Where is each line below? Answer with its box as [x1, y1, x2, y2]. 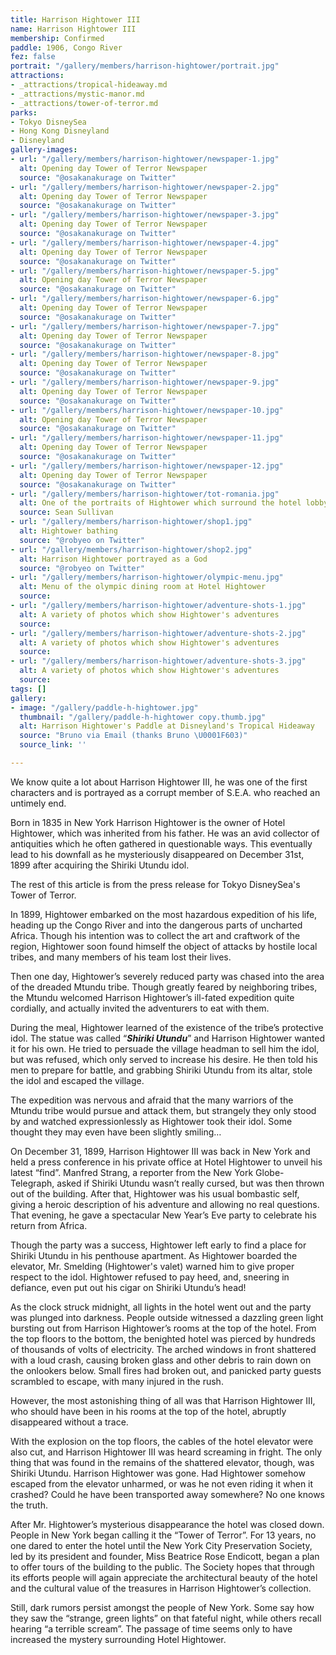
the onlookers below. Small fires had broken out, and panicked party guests [10, 1364, 322, 1376]
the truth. [10, 1499, 48, 1511]
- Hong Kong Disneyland [10, 126, 110, 136]
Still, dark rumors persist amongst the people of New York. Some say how [10, 1601, 315, 1613]
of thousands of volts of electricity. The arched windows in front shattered [10, 1343, 317, 1355]
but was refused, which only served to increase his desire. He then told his [10, 1053, 318, 1065]
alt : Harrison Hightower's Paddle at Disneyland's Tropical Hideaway [19, 721, 315, 731]
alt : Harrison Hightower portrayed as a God [19, 554, 208, 564]
